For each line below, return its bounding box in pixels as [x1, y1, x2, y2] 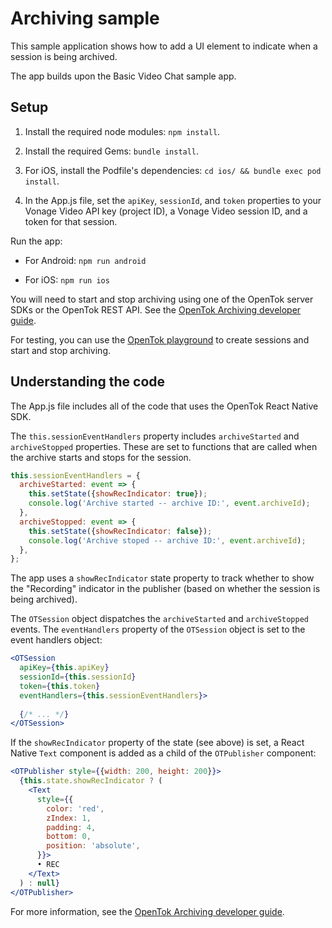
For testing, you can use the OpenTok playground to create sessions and [10, 333, 310, 346]
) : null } [19, 878, 60, 888]
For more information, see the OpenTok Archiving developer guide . [10, 905, 285, 917]
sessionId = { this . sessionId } [19, 672, 137, 682]
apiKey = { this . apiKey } [19, 663, 110, 673]
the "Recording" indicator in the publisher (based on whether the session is [10, 583, 321, 595]
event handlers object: [10, 634, 103, 646]
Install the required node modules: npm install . [24, 125, 221, 137]
